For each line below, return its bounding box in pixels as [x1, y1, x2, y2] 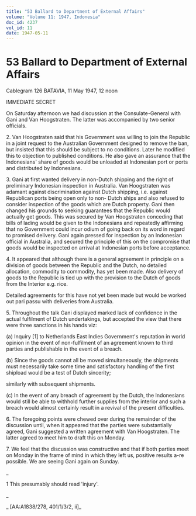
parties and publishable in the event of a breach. [6, 345, 123, 352]
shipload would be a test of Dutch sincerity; [6, 369, 111, 376]
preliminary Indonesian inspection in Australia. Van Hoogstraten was [6, 182, 171, 189]
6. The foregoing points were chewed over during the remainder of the [6, 415, 177, 423]
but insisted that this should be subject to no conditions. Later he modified [6, 146, 185, 153]
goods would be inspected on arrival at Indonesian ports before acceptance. [6, 244, 191, 251]
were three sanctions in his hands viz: [6, 322, 98, 329]
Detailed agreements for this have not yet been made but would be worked [6, 292, 187, 299]
